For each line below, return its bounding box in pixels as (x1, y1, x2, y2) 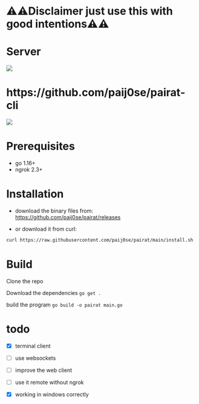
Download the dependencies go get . (6, 289, 102, 296)
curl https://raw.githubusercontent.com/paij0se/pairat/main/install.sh (6, 237, 194, 243)
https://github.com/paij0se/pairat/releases (15, 213, 121, 220)
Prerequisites (6, 139, 76, 153)
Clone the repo (6, 277, 44, 285)
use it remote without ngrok (15, 379, 84, 386)
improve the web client (15, 366, 73, 374)
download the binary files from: (15, 207, 94, 214)
